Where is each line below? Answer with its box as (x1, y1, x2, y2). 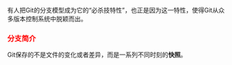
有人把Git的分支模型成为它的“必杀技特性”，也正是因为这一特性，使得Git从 (7, 6, 219, 14)
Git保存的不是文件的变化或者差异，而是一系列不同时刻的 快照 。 (7, 50, 187, 59)
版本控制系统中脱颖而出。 (13, 15, 87, 23)
